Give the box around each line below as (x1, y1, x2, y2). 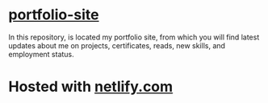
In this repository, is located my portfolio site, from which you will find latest (8, 32, 260, 42)
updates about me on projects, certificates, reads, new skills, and (8, 40, 226, 50)
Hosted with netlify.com (8, 78, 174, 96)
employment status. (8, 49, 74, 59)
